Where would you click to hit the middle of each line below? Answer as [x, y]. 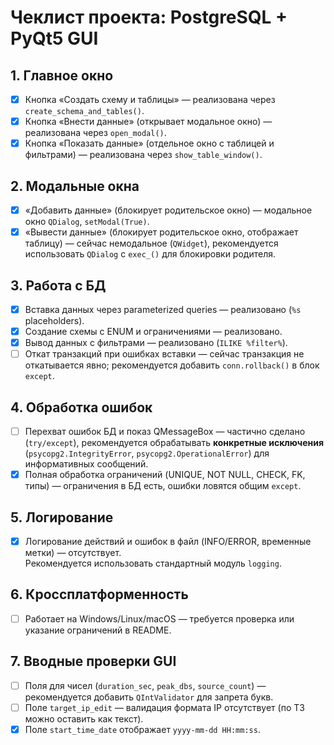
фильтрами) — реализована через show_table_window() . [143, 155]
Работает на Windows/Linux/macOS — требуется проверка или [159, 618]
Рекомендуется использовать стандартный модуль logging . [153, 563]
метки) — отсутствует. [73, 552]
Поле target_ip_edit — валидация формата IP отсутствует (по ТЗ [164, 707]
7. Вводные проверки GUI [93, 661]
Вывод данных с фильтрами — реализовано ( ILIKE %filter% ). [156, 343]
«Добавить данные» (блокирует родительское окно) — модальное [168, 210]
